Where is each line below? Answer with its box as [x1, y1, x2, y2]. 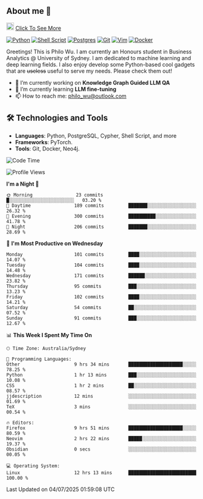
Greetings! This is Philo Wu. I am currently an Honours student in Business [6, 48, 192, 55]
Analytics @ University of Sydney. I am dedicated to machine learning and [6, 54, 191, 61]
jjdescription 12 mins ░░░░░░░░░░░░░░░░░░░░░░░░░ [6, 393, 197, 399]
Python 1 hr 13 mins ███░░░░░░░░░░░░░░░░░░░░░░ [6, 372, 197, 378]
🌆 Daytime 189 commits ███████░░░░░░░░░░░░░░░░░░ [6, 203, 197, 209]
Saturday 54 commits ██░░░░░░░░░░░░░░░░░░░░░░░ [6, 304, 197, 310]
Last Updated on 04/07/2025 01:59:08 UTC [6, 486, 115, 493]
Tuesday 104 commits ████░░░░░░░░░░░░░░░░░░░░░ [6, 262, 197, 268]
